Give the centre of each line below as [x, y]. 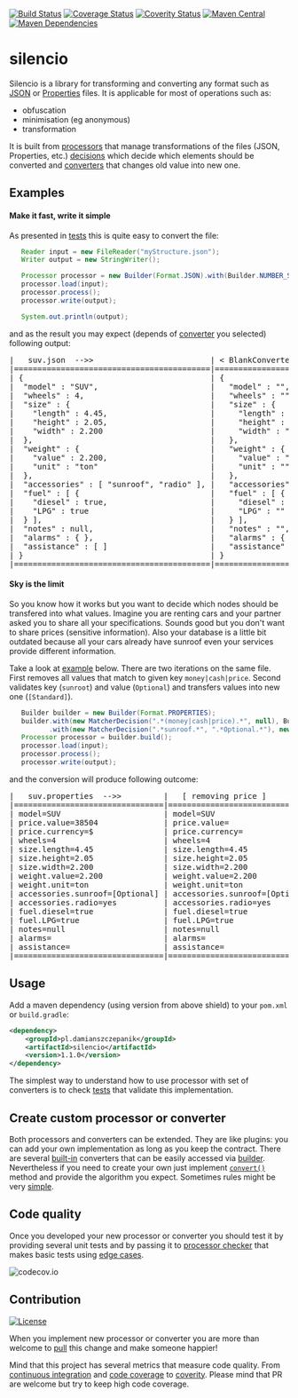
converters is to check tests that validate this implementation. [122, 1090]
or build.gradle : [39, 1014]
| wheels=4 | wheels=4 [110, 840]
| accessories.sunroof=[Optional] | [89, 893]
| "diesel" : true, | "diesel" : [147, 502]
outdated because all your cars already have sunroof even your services [141, 641]
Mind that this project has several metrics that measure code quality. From [145, 1365]
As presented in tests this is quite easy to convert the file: [114, 235]
